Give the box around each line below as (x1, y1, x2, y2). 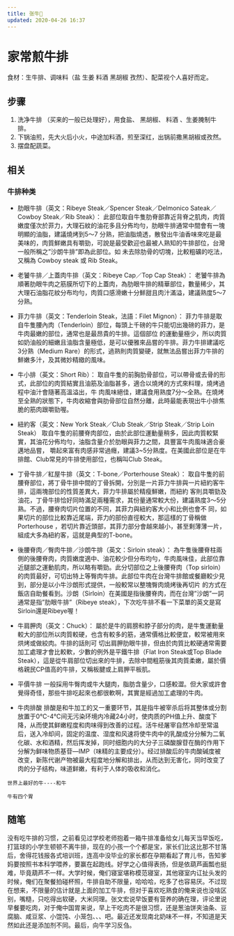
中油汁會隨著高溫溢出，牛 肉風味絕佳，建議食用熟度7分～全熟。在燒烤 (23, 388, 224, 396)
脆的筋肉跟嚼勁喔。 (17, 405, 73, 414)
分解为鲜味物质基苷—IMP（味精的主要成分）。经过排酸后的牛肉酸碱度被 (17, 747, 221, 755)
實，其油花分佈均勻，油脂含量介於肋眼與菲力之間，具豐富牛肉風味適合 (17, 437, 219, 446)
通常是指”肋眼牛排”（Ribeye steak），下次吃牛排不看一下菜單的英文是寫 (17, 598, 221, 606)
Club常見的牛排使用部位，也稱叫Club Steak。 (36, 455, 166, 463)
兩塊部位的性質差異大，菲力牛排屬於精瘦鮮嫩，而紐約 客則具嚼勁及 (36, 487, 227, 495)
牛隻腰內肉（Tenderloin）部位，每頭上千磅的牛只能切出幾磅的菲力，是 (23, 320, 225, 329)
